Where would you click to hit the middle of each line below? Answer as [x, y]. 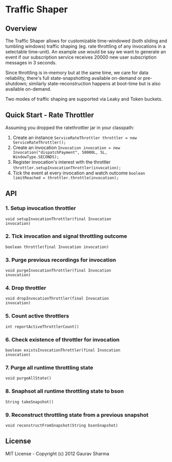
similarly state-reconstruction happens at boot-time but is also [94, 84]
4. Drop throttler [26, 288]
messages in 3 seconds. [31, 63]
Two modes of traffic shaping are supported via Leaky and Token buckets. [84, 99]
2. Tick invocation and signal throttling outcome [66, 236]
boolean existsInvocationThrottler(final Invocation [63, 350]
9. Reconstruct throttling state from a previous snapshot [77, 415]
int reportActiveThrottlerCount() [42, 327]
